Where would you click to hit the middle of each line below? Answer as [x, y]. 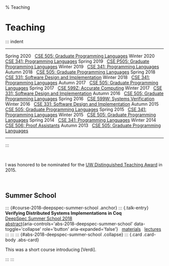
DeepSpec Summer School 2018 [39, 218]
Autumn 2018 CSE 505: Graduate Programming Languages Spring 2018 [80, 72]
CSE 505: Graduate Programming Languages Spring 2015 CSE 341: [76, 109]
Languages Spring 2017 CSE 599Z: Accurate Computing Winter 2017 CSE [84, 88]
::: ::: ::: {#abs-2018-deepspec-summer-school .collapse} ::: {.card [74, 234]
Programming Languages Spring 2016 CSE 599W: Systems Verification [80, 99]
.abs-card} [28, 240]
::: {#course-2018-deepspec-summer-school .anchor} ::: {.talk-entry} [77, 208]
